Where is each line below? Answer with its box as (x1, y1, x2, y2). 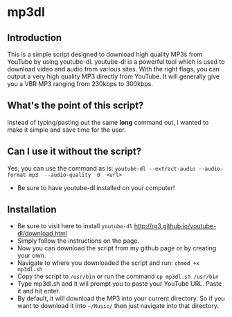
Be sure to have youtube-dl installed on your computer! (17, 183, 175, 191)
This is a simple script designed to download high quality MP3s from (7, 50, 203, 58)
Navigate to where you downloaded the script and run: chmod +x (17, 259, 199, 267)
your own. (17, 251, 46, 260)
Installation (7, 204, 57, 216)
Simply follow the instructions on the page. (17, 237, 140, 245)
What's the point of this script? (7, 100, 144, 112)
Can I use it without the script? (7, 146, 142, 157)
